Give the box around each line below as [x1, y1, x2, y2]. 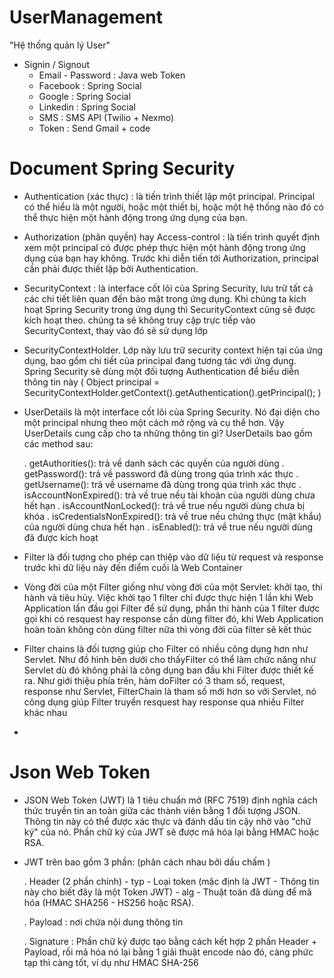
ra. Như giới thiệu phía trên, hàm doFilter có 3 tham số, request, [23, 674, 286, 686]
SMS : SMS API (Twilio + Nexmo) [38, 111, 175, 123]
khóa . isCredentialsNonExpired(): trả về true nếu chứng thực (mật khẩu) [23, 510, 322, 522]
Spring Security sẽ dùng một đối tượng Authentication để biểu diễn [23, 365, 300, 377]
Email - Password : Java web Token [38, 69, 186, 81]
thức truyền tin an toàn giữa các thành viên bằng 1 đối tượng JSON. [23, 804, 301, 816]
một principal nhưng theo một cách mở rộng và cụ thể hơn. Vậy [23, 416, 285, 428]
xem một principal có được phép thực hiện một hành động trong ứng [23, 241, 306, 253]
